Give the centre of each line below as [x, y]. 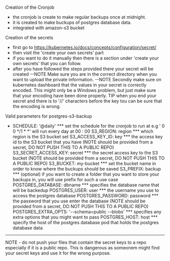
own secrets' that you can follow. [47, 63]
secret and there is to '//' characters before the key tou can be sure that [87, 101]
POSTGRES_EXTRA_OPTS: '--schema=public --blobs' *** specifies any [87, 212]
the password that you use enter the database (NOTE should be [79, 201]
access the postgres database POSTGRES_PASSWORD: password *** [85, 196]
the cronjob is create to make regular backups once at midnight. [79, 17]
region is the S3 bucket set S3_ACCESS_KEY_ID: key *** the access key [88, 137]
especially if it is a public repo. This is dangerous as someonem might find [82, 248]
